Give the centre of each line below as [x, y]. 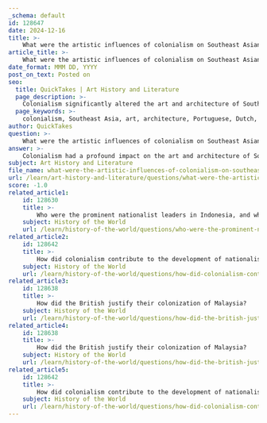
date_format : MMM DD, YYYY [53, 67]
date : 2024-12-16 [37, 30]
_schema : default [37, 15]
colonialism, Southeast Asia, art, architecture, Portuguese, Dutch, [140, 119]
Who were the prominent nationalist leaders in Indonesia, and [143, 215]
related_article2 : [39, 237]
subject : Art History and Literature [71, 163]
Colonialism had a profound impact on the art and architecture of [136, 156]
